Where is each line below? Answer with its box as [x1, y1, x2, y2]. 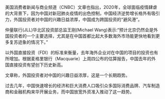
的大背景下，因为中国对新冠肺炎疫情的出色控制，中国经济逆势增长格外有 [5, 10, 151, 16]
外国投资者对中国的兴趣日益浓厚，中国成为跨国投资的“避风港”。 [13, 17, 142, 22]
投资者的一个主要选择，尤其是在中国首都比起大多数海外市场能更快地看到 [9, 33, 156, 39]
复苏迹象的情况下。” [9, 39, 48, 45]
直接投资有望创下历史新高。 [9, 62, 65, 68]
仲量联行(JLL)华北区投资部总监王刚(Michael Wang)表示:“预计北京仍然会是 [5, 27, 154, 33]
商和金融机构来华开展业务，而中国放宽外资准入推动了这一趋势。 [5, 89, 134, 95]
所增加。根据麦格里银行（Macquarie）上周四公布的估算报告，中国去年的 [5, 56, 152, 61]
